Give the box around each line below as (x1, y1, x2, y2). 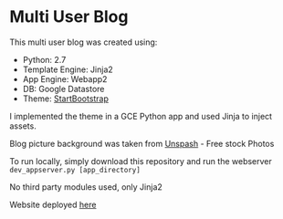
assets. (9, 120, 37, 131)
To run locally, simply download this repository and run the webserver (9, 155, 272, 166)
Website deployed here (9, 199, 97, 210)
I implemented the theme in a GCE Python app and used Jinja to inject (9, 110, 272, 121)
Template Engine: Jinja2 (22, 64, 114, 75)
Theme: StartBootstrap (22, 93, 110, 104)
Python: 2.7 (22, 54, 67, 65)
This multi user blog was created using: (9, 36, 158, 47)
